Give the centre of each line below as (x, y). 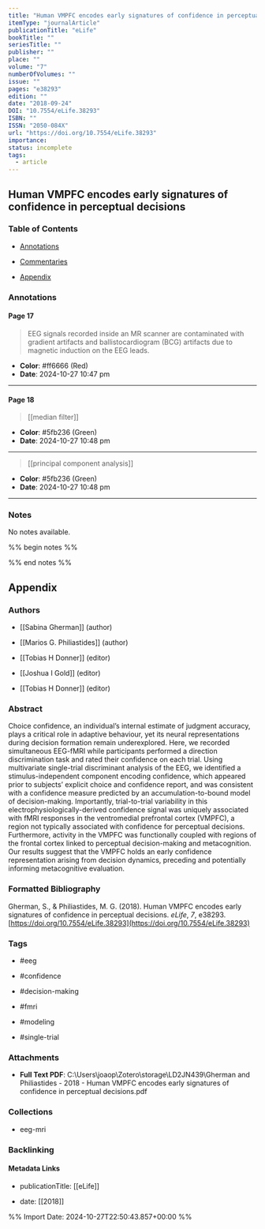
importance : (28, 140)
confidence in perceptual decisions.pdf (83, 1092)
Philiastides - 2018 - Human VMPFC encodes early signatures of (124, 1083)
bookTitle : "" (32, 37)
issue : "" (24, 81)
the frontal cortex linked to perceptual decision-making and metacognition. (130, 843)
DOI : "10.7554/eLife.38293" (54, 111)
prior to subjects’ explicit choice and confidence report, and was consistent (131, 785)
